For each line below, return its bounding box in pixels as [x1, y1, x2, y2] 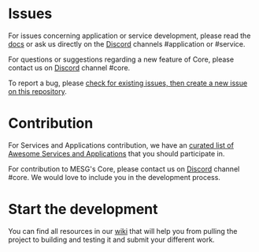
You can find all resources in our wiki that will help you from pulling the [8, 226, 238, 235]
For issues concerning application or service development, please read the [8, 31, 251, 40]
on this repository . [8, 86, 67, 96]
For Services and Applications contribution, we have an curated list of [8, 140, 235, 150]
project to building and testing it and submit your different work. [8, 235, 215, 244]
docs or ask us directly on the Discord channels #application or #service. [8, 39, 246, 48]
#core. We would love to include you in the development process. [8, 172, 220, 182]
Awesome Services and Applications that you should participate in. [8, 149, 225, 158]
